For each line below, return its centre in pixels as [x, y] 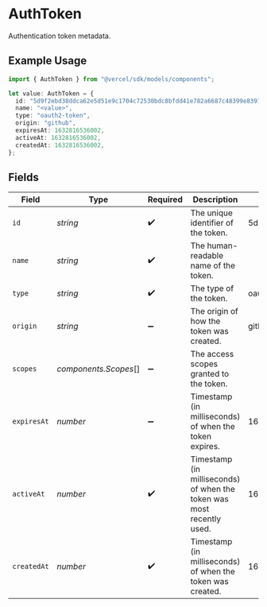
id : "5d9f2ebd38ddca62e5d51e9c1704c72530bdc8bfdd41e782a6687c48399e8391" [140, 101]
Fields [24, 177]
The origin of [214, 311]
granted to [210, 374]
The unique [211, 213]
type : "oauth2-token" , [53, 116]
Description [215, 199]
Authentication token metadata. [60, 36]
